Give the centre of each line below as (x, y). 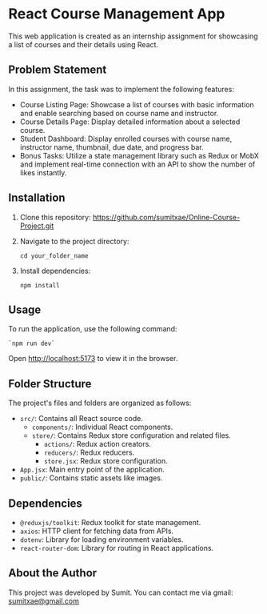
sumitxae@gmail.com (44, 600)
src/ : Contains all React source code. (82, 419)
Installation (37, 198)
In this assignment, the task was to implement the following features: (121, 89)
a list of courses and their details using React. (83, 44)
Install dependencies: (55, 271)
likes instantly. (43, 172)
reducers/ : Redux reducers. (89, 452)
